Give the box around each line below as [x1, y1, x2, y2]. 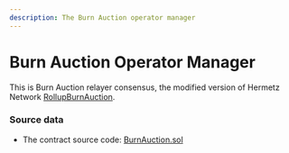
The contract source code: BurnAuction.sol [22, 134, 183, 145]
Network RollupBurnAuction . [9, 91, 116, 102]
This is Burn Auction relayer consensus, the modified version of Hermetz [9, 82, 280, 93]
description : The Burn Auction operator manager [9, 13, 196, 22]
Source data [9, 113, 64, 126]
